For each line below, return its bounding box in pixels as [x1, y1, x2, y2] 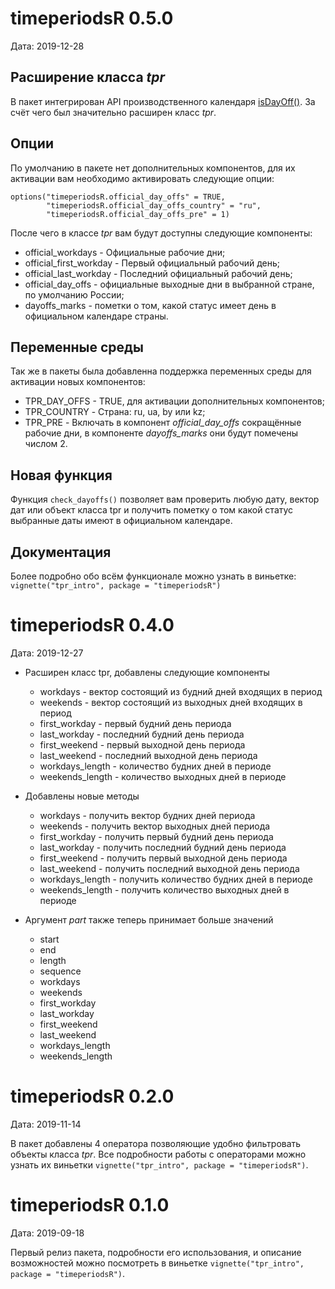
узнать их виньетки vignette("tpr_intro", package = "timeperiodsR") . [10, 1158, 309, 1171]
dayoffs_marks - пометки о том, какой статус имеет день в [24, 299, 277, 311]
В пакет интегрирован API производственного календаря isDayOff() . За [10, 95, 316, 107]
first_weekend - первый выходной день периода [39, 738, 246, 751]
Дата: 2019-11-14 [10, 1118, 82, 1130]
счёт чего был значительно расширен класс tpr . [10, 106, 217, 118]
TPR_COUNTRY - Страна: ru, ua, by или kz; [24, 406, 206, 418]
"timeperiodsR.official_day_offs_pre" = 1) [46, 209, 230, 219]
